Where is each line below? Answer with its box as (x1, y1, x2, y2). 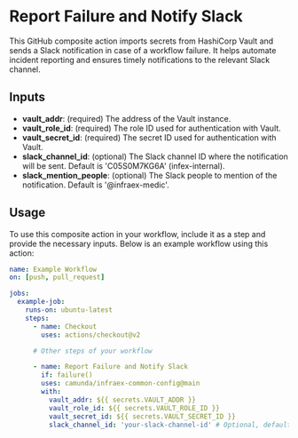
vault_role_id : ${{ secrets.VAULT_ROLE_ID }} (48, 403, 220, 412)
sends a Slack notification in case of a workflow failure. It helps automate (9, 44, 277, 55)
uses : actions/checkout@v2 (41, 330, 141, 339)
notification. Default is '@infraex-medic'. (21, 179, 170, 190)
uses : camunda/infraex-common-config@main (41, 379, 200, 388)
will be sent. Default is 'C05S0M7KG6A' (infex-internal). (21, 160, 225, 171)
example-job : (17, 298, 66, 307)
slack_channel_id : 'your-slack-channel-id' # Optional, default (48, 420, 292, 429)
